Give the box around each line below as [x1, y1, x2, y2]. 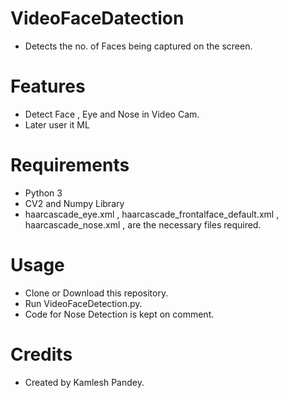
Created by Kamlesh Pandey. [24, 376, 145, 388]
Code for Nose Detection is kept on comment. [24, 308, 215, 320]
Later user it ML [24, 118, 90, 131]
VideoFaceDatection [10, 7, 185, 30]
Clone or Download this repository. [24, 287, 169, 299]
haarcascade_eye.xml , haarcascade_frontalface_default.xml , [24, 208, 280, 220]
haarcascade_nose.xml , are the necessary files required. [24, 218, 262, 231]
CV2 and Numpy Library [24, 197, 125, 209]
